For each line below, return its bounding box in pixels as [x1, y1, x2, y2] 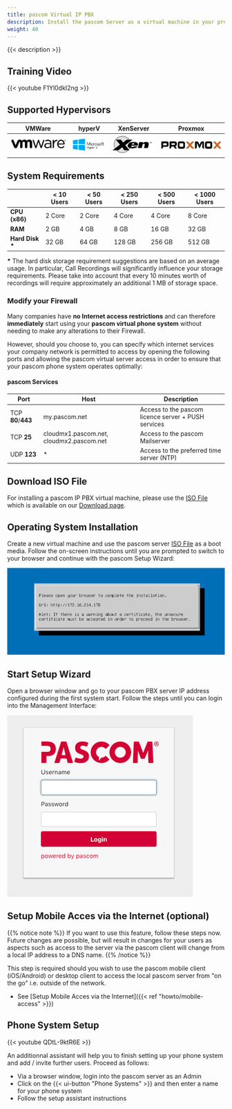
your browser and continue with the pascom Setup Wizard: [7, 554, 175, 563]
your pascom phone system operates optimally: [7, 362, 143, 370]
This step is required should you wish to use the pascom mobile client [7, 964, 206, 972]
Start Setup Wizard [7, 668, 91, 680]
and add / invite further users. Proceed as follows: [7, 1059, 150, 1067]
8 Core [187, 211, 208, 220]
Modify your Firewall [7, 296, 78, 306]
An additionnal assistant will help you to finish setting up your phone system [7, 1051, 224, 1059]
